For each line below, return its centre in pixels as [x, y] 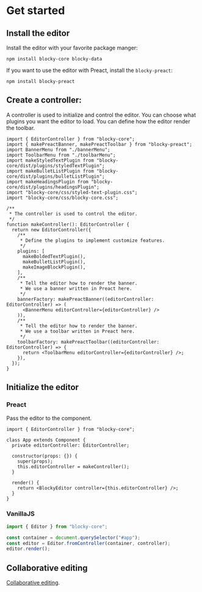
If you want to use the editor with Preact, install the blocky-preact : [89, 70]
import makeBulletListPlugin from [50, 171]
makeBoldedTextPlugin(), [54, 256]
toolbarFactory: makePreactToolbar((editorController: [88, 342]
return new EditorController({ [52, 229]
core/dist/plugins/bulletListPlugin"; [56, 176]
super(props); [35, 461]
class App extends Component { [46, 440]
